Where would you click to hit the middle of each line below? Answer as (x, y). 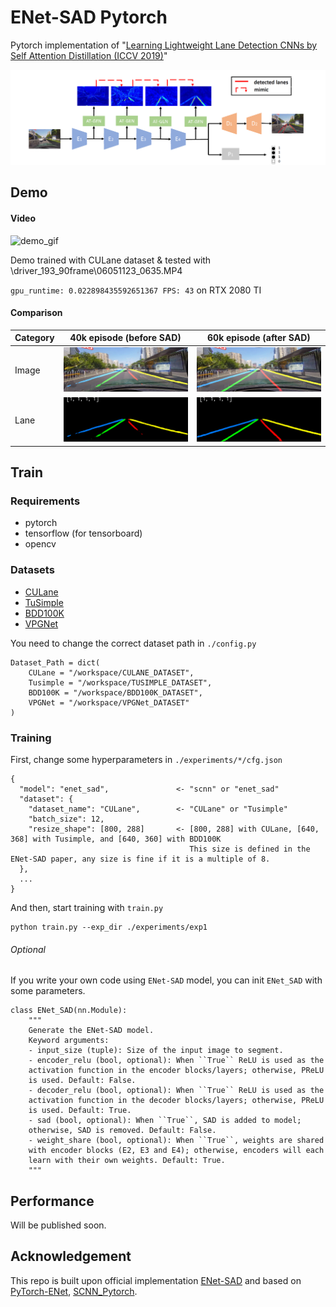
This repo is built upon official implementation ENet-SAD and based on (156, 1280)
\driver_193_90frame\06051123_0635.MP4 (96, 270)
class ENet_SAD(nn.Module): (69, 1011)
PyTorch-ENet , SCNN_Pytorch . (74, 1291)
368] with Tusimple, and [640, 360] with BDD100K (116, 839)
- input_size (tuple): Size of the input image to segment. (156, 1051)
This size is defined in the (250, 849)
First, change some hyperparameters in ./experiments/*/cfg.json (146, 759)
